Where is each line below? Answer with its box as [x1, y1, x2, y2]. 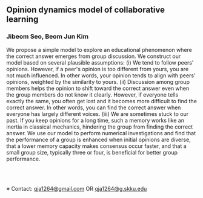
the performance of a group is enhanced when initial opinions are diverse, [6, 136, 191, 143]
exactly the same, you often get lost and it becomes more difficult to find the [6, 97, 197, 104]
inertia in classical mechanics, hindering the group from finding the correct [6, 123, 193, 130]
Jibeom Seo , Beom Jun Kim [6, 33, 89, 41]
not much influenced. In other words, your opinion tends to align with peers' [6, 72, 196, 79]
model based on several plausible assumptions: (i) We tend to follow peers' [6, 59, 194, 66]
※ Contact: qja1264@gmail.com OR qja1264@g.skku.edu [6, 185, 147, 192]
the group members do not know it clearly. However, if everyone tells [6, 91, 179, 98]
